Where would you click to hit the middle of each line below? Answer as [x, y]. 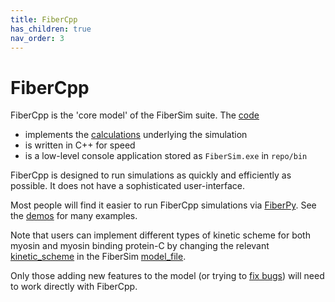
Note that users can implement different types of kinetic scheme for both [160, 235]
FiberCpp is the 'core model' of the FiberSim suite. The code [135, 115]
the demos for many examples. [74, 216]
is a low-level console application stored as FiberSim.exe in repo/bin [166, 156]
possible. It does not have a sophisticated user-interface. [128, 186]
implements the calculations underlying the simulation [136, 135]
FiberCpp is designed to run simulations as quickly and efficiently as [151, 175]
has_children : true [51, 29]
